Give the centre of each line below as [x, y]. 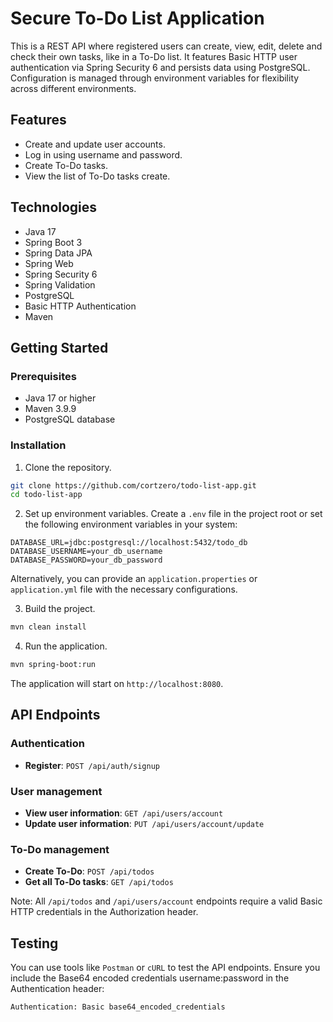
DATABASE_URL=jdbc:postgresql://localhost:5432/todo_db [129, 543]
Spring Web [49, 263]
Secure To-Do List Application [137, 18]
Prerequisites [43, 376]
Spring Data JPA [58, 253]
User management [56, 791]
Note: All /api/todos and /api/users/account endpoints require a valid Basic [166, 901]
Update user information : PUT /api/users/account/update [144, 824]
